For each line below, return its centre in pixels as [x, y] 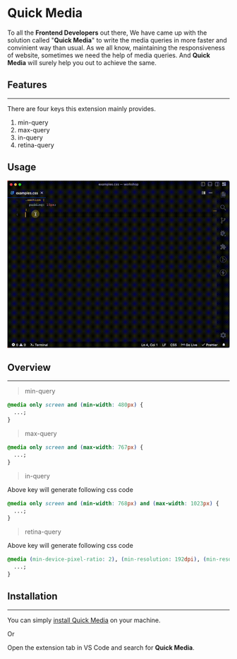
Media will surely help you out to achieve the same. [82, 62]
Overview [29, 367]
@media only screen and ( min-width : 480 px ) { [75, 405]
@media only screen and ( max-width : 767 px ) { [75, 447]
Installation [32, 596]
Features [27, 85]
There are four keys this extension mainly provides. [82, 108]
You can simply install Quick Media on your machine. [84, 620]
